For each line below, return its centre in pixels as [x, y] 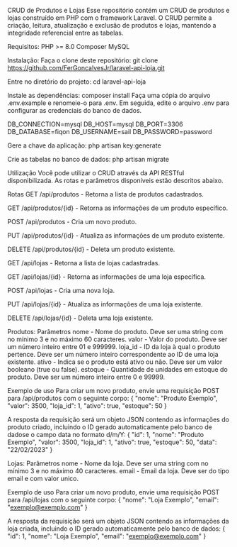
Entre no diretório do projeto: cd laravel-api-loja [77, 82]
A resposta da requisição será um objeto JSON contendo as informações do [118, 419]
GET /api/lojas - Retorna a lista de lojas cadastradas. [84, 263]
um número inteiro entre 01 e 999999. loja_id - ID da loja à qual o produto [114, 347]
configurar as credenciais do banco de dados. [75, 110]
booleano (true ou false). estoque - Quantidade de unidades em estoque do [117, 369]
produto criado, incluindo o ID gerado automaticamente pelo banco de [110, 427]
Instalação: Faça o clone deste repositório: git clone [83, 60]
